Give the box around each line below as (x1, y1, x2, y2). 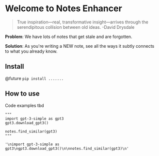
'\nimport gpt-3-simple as (5, 142, 60, 147)
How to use (5, 90, 40, 98)
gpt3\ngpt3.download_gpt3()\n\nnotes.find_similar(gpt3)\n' (5, 146, 129, 151)
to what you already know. (5, 48, 58, 54)
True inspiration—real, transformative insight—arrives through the (16, 19, 149, 25)
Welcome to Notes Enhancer (5, 3, 122, 14)
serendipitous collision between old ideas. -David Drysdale (16, 24, 135, 30)
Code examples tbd (5, 102, 45, 108)
